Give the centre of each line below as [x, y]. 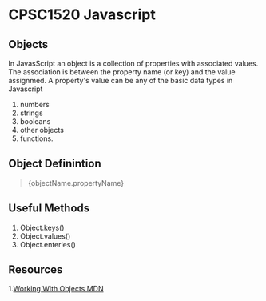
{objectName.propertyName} [76, 183]
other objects [42, 130]
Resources [36, 270]
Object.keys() [42, 227]
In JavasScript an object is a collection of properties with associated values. [133, 63]
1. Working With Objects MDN [56, 289]
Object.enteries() [48, 244]
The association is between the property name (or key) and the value [122, 72]
